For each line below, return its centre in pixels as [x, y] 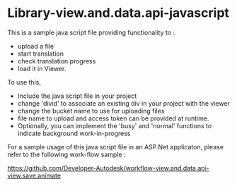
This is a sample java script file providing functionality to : [91, 32]
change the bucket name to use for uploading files [91, 111]
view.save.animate [34, 175]
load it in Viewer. [42, 68]
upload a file [36, 46]
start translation [40, 54]
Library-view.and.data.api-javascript [118, 13]
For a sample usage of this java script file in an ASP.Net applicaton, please [116, 147]
